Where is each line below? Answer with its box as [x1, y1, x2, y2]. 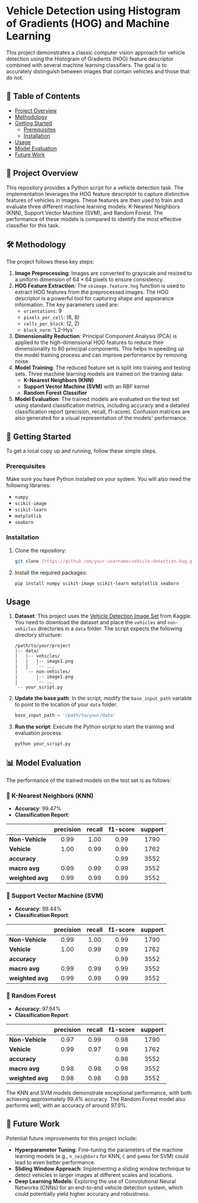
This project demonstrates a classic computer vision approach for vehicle [6, 49, 185, 56]
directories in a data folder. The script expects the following [37, 625, 183, 632]
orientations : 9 [23, 307, 62, 315]
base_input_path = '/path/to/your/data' [14, 713, 116, 718]
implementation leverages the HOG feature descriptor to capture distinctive [6, 190, 190, 197]
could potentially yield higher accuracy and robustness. [14, 1190, 150, 1197]
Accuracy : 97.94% [14, 1005, 61, 1012]
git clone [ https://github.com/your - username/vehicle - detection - [14, 558, 179, 564]
